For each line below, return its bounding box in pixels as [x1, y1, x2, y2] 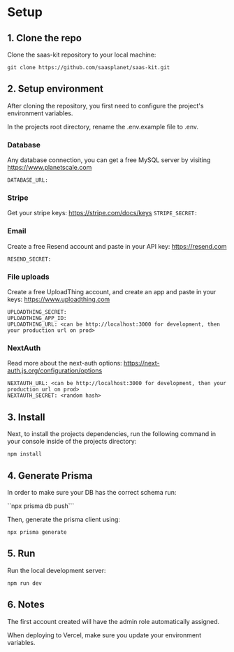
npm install [7, 451, 42, 458]
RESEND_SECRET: [7, 256, 52, 263]
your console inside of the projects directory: [7, 437, 137, 446]
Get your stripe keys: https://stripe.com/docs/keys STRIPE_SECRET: [7, 209, 198, 217]
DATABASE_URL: [7, 177, 49, 184]
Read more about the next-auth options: [7, 359, 122, 368]
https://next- [123, 359, 160, 368]
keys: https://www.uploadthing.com [7, 295, 110, 303]
